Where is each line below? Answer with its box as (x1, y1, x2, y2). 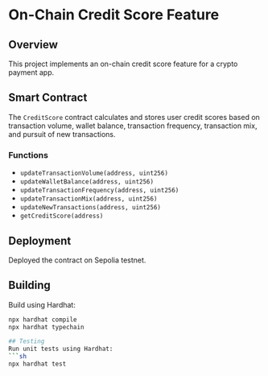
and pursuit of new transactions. (8, 129, 116, 138)
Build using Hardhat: (8, 300, 76, 309)
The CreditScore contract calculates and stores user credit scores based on (8, 112, 260, 122)
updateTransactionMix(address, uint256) (19, 195, 158, 203)
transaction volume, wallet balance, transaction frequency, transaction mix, (8, 121, 258, 130)
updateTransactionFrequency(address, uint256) (19, 187, 179, 195)
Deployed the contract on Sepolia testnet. (8, 255, 146, 265)
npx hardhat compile (8, 316, 78, 324)
